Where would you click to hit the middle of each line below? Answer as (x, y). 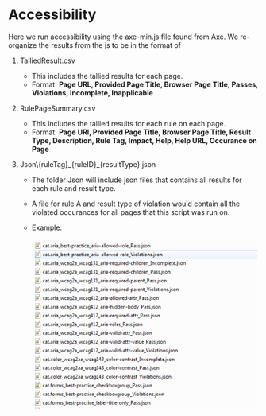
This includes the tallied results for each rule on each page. (129, 123)
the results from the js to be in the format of (110, 45)
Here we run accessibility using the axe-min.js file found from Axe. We (123, 37)
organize (23, 45)
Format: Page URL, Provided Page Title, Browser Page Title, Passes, (145, 84)
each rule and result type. (74, 188)
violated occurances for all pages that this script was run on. (131, 212)
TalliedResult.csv (47, 60)
